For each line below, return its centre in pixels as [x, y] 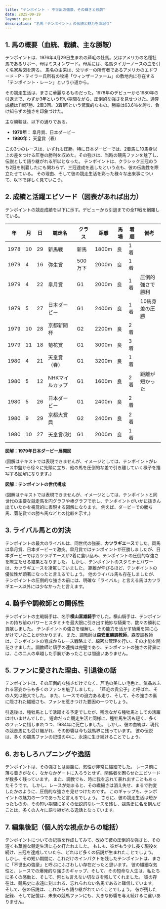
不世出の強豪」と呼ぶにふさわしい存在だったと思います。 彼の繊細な [83, 865]
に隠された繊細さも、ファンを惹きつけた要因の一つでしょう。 [68, 702]
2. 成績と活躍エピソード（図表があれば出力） [74, 197]
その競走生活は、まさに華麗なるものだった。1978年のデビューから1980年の [82, 93]
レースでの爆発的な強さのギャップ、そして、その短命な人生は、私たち [89, 870]
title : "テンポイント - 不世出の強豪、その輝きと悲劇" [55, 10]
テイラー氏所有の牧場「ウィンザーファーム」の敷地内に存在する [90, 76]
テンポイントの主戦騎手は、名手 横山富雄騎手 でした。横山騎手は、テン [77, 616]
